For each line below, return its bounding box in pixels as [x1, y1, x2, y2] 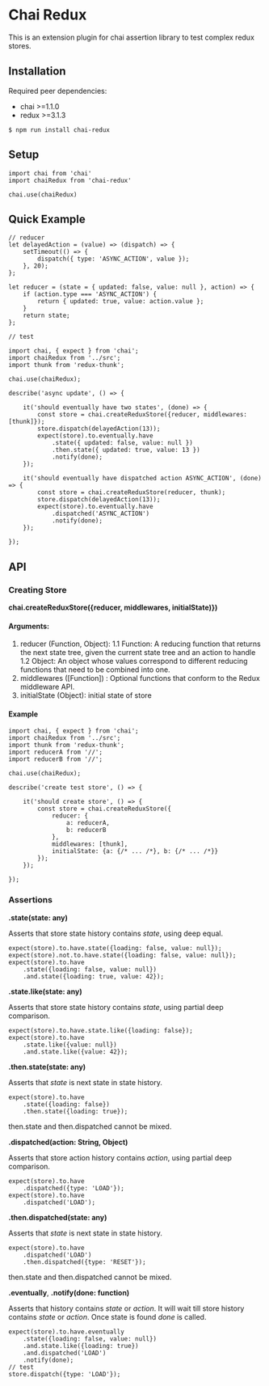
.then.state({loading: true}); [23, 1107, 128, 1115]
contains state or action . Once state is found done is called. [8, 1312, 207, 1321]
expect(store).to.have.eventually [8, 1328, 125, 1336]
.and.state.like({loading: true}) [23, 1342, 139, 1350]
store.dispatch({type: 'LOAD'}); [8, 1370, 121, 1378]
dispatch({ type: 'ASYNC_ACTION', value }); [37, 255, 190, 264]
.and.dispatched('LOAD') [23, 1349, 107, 1357]
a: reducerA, [65, 819, 111, 827]
